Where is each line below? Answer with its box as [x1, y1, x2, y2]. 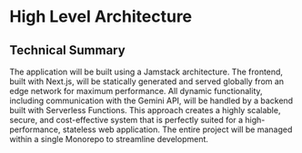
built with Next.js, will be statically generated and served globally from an [9, 76, 285, 87]
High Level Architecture [9, 6, 193, 27]
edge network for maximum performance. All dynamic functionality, [9, 86, 263, 96]
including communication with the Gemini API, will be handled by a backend [9, 95, 294, 106]
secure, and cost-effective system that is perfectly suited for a [9, 115, 244, 125]
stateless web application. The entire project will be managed [62, 124, 293, 135]
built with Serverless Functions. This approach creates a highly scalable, [9, 105, 281, 115]
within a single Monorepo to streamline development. [9, 134, 209, 144]
